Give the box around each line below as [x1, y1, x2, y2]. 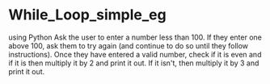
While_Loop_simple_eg [8, 6, 167, 24]
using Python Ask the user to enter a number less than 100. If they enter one [8, 32, 263, 42]
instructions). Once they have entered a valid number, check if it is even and [8, 49, 262, 59]
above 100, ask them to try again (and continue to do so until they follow [8, 40, 249, 50]
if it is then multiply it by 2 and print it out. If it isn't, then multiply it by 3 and [8, 58, 259, 68]
